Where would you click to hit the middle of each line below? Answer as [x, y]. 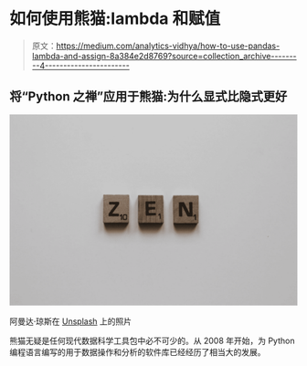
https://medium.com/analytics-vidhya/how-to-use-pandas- [168, 46]
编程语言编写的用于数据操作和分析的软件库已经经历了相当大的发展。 [138, 352]
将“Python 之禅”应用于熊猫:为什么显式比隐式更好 [148, 97]
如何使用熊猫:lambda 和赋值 [115, 19]
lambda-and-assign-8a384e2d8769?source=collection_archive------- [164, 56]
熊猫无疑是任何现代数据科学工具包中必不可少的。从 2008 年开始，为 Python [152, 341]
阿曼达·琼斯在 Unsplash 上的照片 [71, 321]
